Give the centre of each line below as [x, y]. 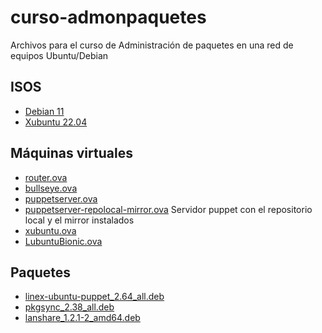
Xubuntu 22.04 [56, 122]
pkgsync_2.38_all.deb [69, 307]
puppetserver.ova [61, 198]
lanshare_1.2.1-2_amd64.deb [82, 318]
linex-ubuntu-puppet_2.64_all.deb [94, 297]
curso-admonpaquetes [108, 17]
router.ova [46, 177]
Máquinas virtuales [71, 153]
